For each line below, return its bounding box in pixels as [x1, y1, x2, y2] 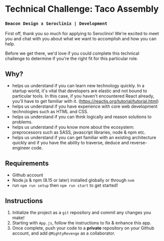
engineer [12, 145, 31, 151]
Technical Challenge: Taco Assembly [5, 3, 159, 15]
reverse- [130, 140, 147, 146]
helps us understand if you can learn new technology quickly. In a [12, 83, 145, 89]
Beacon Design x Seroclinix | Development [5, 21, 107, 26]
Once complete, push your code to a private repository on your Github [12, 225, 155, 231]
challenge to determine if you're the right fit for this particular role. [5, 56, 138, 61]
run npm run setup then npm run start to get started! [12, 182, 118, 188]
